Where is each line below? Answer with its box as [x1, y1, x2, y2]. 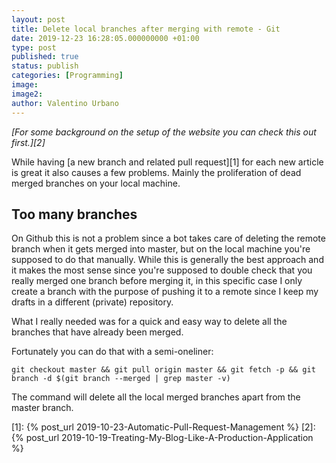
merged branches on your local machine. [11, 177, 181, 189]
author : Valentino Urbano [11, 98, 119, 108]
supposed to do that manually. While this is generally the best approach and [11, 254, 324, 266]
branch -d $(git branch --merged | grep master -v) [11, 374, 231, 384]
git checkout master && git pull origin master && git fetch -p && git [11, 365, 316, 375]
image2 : [11, 89, 44, 99]
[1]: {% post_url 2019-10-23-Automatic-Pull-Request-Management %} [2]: [11, 421, 316, 433]
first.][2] [11, 136, 46, 148]
